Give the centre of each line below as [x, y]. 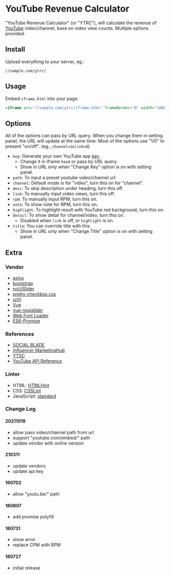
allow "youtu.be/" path [36, 494]
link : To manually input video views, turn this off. [64, 194]
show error [24, 540]
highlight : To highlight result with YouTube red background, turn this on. [88, 210]
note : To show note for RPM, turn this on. [55, 205]
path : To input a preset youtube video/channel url [64, 178]
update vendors [29, 466]
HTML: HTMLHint [31, 385]
